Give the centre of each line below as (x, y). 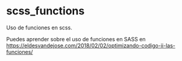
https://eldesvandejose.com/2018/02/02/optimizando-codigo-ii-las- (91, 45)
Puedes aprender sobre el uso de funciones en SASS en (76, 39)
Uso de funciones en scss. (39, 28)
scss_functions (45, 11)
